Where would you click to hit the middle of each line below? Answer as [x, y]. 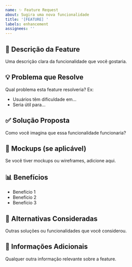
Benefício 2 [25, 197]
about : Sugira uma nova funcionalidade [47, 15]
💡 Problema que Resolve [45, 77]
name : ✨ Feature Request [32, 10]
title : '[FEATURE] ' [27, 19]
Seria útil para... [29, 105]
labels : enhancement [27, 24]
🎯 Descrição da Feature [42, 49]
